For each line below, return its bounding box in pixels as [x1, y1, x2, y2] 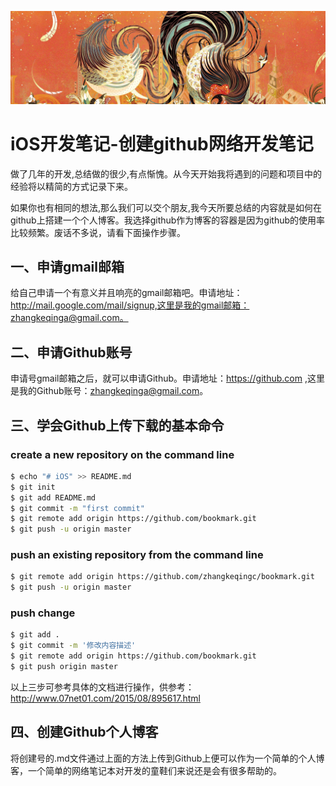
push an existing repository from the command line [10, 548, 264, 562]
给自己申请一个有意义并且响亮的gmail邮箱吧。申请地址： [10, 287, 243, 299]
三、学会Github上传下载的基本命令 [10, 417, 225, 434]
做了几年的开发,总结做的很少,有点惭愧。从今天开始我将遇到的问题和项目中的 [10, 167, 323, 180]
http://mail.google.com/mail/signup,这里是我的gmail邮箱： [10, 299, 250, 311]
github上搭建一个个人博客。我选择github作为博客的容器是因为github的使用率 [10, 214, 326, 226]
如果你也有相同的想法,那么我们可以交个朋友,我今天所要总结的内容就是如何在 [10, 201, 323, 213]
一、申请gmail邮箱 [10, 258, 125, 275]
